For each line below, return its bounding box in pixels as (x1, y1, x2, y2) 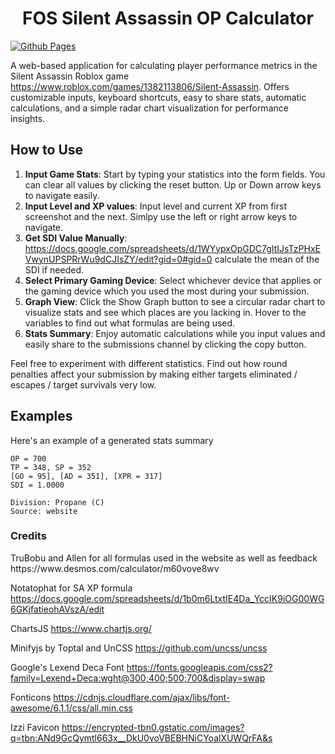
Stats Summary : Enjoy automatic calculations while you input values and (24, 327, 326, 339)
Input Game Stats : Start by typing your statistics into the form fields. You (24, 168, 326, 180)
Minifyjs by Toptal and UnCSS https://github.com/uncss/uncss (10, 642, 268, 654)
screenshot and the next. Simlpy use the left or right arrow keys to (24, 210, 298, 222)
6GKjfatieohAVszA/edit (10, 603, 105, 615)
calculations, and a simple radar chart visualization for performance (10, 102, 289, 114)
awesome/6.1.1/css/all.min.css (10, 702, 134, 714)
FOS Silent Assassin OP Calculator (22, 7, 314, 30)
